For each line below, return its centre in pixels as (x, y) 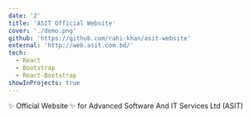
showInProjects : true (44, 83)
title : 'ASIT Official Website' (62, 23)
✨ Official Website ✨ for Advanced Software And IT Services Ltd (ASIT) (126, 106)
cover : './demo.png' (43, 30)
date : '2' (25, 16)
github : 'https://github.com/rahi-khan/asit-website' (100, 38)
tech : (17, 53)
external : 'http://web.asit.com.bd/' (71, 46)
